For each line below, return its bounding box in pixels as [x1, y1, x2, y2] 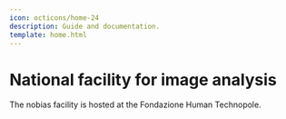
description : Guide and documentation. [9, 22, 161, 31]
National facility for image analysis [9, 69, 277, 90]
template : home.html [9, 30, 88, 39]
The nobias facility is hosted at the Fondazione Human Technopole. [9, 99, 261, 110]
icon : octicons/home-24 [9, 13, 100, 23]
